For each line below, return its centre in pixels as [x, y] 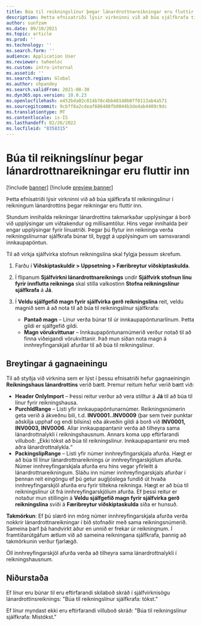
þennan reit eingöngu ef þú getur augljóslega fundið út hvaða [90, 479]
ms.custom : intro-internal [40, 67]
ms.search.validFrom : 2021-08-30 [48, 90]
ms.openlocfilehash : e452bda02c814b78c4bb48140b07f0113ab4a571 [87, 101]
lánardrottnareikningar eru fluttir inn [98, 171]
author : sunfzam [26, 23]
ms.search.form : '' [31, 51]
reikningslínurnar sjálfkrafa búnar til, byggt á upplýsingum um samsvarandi [98, 236]
